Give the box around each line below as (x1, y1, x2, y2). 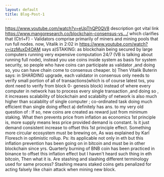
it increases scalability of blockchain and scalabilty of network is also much (5, 93, 158, 99)
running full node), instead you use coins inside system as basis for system (5, 57, 157, 62)
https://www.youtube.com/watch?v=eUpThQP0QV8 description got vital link (5, 25, 159, 31)
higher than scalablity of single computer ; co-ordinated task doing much (5, 98, 153, 104)
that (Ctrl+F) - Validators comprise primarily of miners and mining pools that (5, 35, 158, 42)
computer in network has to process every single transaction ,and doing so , (5, 88, 159, 94)
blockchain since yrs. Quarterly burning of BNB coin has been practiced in (5, 146, 155, 151)
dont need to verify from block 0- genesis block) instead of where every (5, 83, 151, 88)
